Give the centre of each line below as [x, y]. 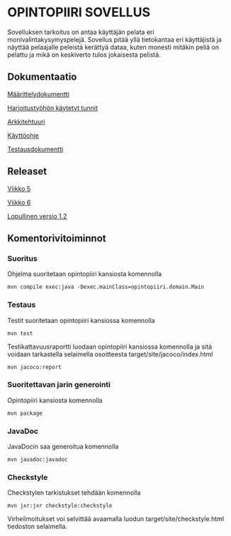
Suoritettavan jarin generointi [59, 385]
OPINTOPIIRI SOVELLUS [79, 12]
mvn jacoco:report [34, 367]
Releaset [27, 171]
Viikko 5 [19, 188]
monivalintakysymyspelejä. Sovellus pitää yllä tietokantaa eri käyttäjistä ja [114, 39]
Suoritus [22, 258]
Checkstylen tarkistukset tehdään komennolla [74, 493]
